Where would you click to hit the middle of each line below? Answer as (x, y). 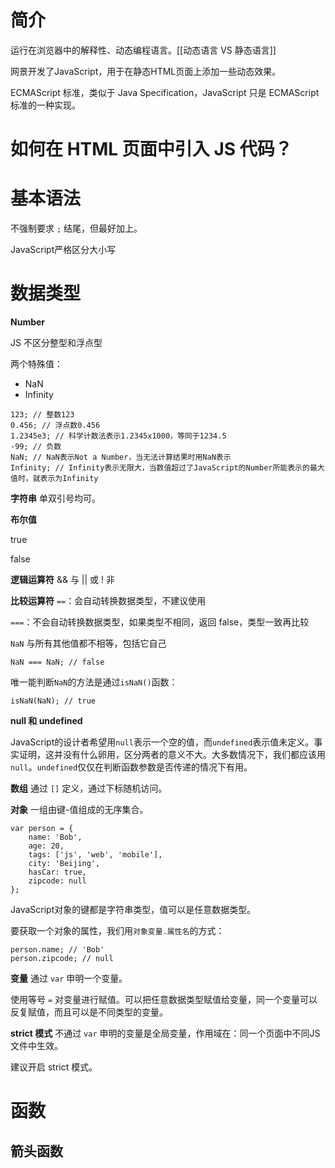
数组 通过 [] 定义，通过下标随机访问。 (89, 788)
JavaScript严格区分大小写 (63, 250)
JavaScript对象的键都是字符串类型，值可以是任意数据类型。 (133, 909)
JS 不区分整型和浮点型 (56, 342)
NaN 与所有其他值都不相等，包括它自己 (88, 643)
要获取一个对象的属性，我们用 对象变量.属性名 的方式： (117, 930)
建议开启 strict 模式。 (54, 1067)
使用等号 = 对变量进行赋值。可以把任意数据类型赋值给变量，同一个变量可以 (164, 999)
